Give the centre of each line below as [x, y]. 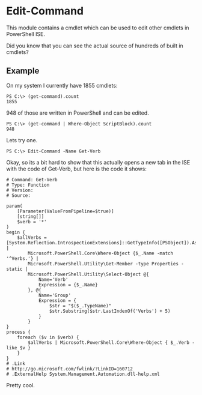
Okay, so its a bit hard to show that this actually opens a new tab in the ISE [98, 162]
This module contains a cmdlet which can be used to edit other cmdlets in [98, 28]
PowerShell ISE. [26, 34]
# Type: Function [28, 185]
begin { [16, 232]
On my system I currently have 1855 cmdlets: [62, 85]
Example [23, 71]
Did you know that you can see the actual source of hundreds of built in [95, 46]
